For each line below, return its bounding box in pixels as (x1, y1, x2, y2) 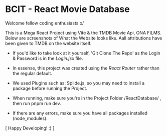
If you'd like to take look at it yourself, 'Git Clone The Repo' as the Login (12, 50, 160, 56)
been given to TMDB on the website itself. (5, 40, 92, 46)
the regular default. (12, 70, 53, 76)
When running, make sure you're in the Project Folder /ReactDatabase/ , (12, 95, 161, 101)
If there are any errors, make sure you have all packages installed (12, 110, 148, 116)
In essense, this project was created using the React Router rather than (12, 65, 159, 71)
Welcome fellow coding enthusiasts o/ (5, 20, 84, 26)
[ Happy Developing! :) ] (5, 125, 55, 131)
